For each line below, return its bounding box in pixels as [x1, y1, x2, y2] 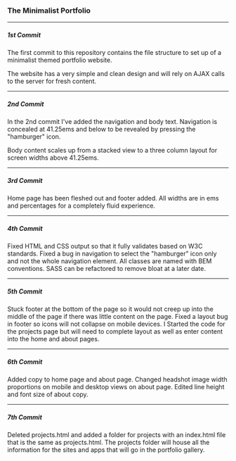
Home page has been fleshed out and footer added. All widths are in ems [7, 194, 219, 203]
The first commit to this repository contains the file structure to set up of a [7, 49, 222, 57]
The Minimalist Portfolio [7, 6, 91, 15]
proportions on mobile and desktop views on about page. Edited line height [7, 383, 225, 391]
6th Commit [7, 358, 43, 366]
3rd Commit [7, 176, 43, 184]
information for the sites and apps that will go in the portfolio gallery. [7, 446, 205, 454]
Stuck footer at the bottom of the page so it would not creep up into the [7, 305, 214, 313]
